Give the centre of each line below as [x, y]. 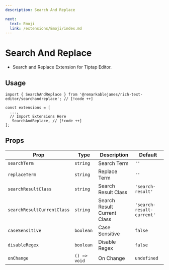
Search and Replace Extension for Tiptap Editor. [62, 67]
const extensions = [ [28, 108]
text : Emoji [22, 24]
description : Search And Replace [40, 10]
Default [148, 155]
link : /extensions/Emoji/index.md [46, 28]
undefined [147, 258]
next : [11, 19]
